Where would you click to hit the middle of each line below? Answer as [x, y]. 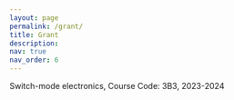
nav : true [28, 52]
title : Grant [34, 35]
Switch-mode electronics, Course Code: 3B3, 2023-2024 [117, 86]
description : [34, 43]
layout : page [34, 18]
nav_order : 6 [34, 60]
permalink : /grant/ [46, 26]
